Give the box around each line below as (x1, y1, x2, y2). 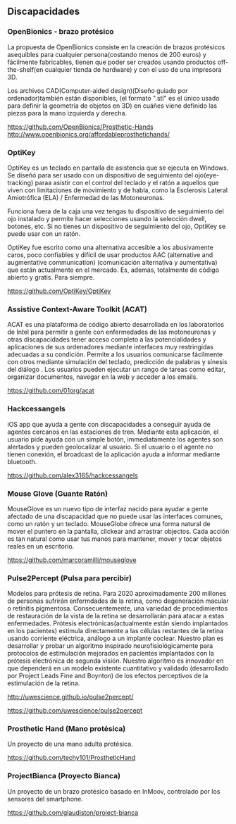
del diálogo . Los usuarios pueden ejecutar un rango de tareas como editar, (7, 366, 225, 374)
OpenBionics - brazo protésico (7, 27, 114, 37)
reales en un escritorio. (7, 542, 75, 550)
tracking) (7, 178, 34, 187)
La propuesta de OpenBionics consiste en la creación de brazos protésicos (7, 42, 225, 51)
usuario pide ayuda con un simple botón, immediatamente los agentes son (7, 435, 223, 443)
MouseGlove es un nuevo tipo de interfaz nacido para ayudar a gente (7, 504, 209, 513)
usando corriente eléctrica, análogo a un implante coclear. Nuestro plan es (7, 634, 224, 643)
